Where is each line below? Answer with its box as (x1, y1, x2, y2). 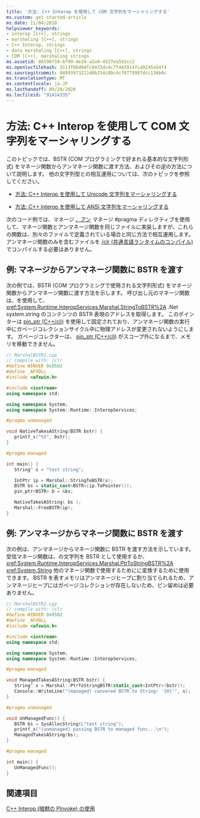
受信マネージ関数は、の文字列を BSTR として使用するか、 (6, 552, 148, 560)
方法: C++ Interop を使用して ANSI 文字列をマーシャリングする (14, 203, 169, 210)
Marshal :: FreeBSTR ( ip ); (14, 505, 73, 511)
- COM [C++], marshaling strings (6, 53, 90, 59)
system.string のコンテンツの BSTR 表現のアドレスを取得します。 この (6, 310, 179, 317)
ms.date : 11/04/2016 (6, 20, 58, 26)
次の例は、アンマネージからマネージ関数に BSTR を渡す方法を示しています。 (6, 545, 195, 552)
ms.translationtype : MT (6, 75, 66, 81)
